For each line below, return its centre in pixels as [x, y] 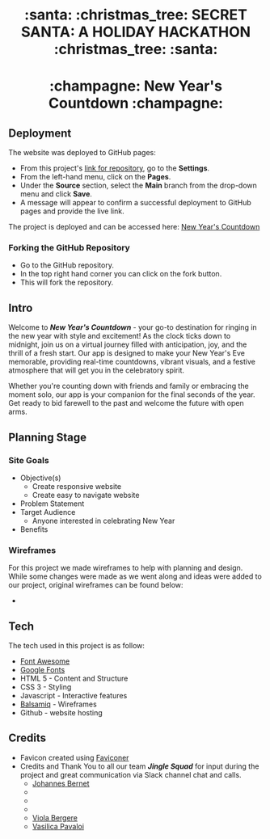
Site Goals [29, 460]
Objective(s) [40, 478]
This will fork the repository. [67, 282]
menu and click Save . [56, 194]
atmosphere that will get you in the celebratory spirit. [96, 370]
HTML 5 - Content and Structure [74, 679]
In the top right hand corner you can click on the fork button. [121, 274]
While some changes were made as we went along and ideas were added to [135, 576]
